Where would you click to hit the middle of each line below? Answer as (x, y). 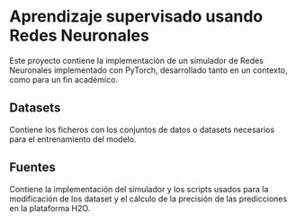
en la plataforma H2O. (50, 208)
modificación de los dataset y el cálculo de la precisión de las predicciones (148, 199)
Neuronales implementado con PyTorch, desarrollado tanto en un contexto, (148, 70)
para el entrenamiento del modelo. (73, 139)
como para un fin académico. (64, 79)
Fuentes (33, 168)
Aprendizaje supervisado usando (136, 17)
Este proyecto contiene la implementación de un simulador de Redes (136, 60)
